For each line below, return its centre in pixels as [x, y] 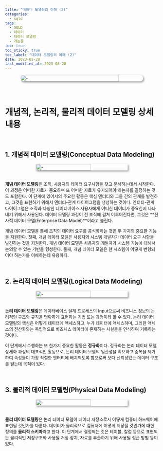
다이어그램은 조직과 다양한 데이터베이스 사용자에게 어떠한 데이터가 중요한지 [76, 208]
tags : [10, 23]
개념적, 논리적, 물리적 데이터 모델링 [71, 112]
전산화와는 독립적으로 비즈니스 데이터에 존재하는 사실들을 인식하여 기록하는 [85, 329]
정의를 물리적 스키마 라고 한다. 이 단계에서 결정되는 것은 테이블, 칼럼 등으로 [75, 432]
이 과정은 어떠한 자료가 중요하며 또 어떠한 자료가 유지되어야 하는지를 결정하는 [78, 190]
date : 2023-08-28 [23, 59]
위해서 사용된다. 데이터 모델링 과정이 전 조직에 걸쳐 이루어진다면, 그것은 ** [84, 214]
